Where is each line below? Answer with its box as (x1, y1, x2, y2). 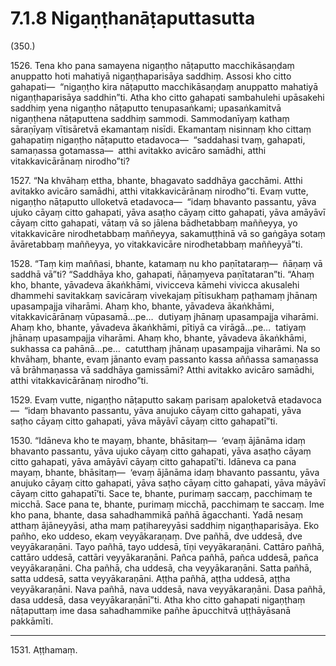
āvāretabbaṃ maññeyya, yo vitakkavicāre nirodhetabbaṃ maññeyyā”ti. (10, 238, 303, 250)
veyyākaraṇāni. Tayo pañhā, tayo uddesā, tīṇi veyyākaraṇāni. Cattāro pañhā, (10, 540, 325, 552)
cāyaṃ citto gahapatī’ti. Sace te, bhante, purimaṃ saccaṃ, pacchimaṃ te (10, 487, 313, 499)
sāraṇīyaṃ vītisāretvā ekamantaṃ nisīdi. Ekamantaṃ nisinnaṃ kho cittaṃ (10, 123, 312, 135)
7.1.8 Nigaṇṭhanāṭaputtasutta (10, 7, 256, 30)
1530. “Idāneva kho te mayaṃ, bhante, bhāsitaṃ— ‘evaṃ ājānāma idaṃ (10, 434, 306, 446)
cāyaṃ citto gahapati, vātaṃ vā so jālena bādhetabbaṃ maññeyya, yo (10, 217, 298, 229)
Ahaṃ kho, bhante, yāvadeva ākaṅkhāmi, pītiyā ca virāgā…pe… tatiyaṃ (10, 321, 307, 333)
